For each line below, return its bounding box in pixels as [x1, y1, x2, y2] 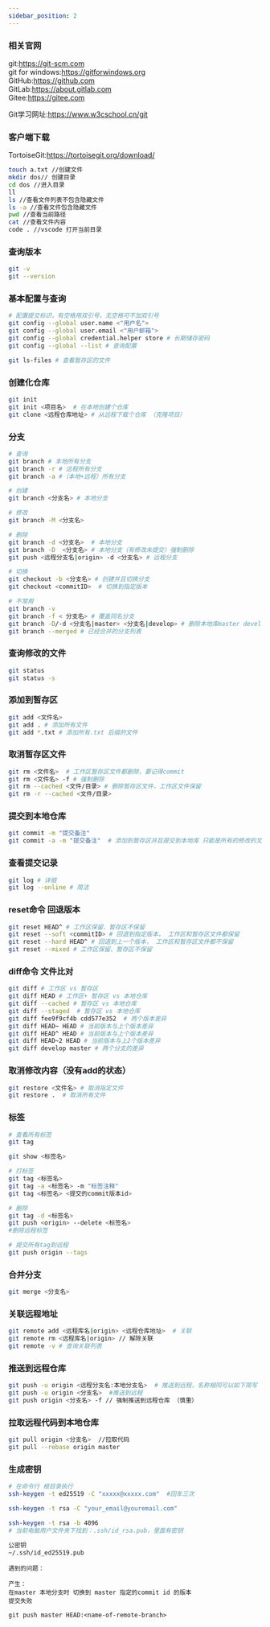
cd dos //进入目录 [8, 180, 66, 189]
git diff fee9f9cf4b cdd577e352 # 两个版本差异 [8, 1015, 167, 1023]
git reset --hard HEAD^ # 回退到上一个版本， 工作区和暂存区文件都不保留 [8, 938, 234, 946]
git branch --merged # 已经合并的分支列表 [8, 627, 142, 636]
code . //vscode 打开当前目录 [8, 226, 102, 234]
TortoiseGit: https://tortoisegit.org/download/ [8, 150, 155, 160]
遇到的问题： [8, 1564, 45, 1573]
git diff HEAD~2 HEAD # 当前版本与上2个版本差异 [8, 1037, 161, 1045]
